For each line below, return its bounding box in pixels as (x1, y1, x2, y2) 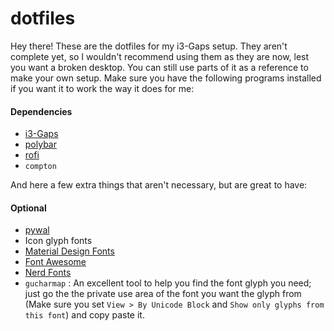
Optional (10, 202, 47, 214)
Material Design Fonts (24, 245, 115, 257)
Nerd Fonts (24, 267, 72, 279)
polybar (24, 138, 57, 151)
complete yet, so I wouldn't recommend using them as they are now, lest (10, 50, 310, 62)
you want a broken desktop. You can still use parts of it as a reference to (10, 61, 309, 73)
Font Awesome (24, 256, 87, 268)
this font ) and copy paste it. (24, 309, 145, 321)
